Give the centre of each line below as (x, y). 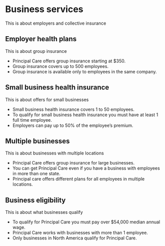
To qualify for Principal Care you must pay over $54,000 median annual (86, 222)
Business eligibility (36, 200)
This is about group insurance (36, 51)
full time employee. (32, 120)
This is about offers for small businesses (47, 100)
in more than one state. (36, 174)
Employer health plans (41, 39)
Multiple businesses (38, 141)
